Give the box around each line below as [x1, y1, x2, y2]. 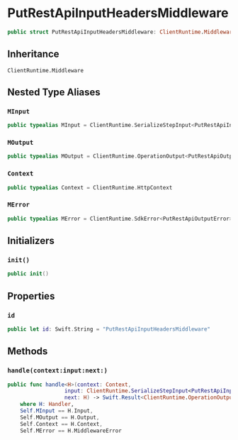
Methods [7, 346, 48, 358]
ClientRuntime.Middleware [7, 67, 84, 74]
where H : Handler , [20, 401, 74, 408]
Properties [7, 290, 55, 302]
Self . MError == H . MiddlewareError [20, 427, 122, 434]
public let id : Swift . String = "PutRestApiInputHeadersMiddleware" [7, 325, 211, 333]
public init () [7, 270, 50, 277]
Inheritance [7, 48, 59, 60]
